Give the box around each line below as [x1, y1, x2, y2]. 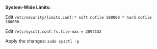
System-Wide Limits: [5, 5, 51, 10]
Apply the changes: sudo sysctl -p [5, 38, 80, 44]
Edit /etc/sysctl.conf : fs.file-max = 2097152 [5, 28, 102, 34]
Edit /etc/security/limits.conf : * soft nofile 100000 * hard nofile [5, 14, 152, 20]
